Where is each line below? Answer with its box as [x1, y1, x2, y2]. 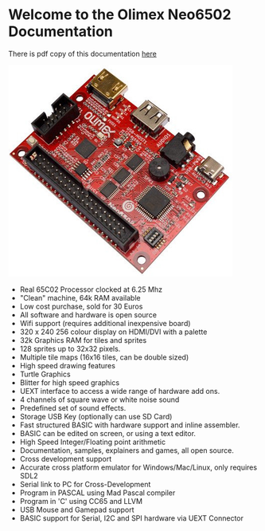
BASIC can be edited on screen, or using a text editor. [19, 428, 197, 438]
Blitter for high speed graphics [19, 377, 120, 387]
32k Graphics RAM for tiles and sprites [19, 335, 147, 344]
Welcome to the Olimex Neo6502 [8, 6, 232, 24]
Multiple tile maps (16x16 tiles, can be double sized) [19, 352, 189, 362]
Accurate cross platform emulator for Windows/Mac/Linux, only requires [19, 462, 257, 472]
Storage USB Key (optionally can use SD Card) [19, 411, 173, 421]
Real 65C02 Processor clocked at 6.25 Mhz [19, 285, 163, 294]
